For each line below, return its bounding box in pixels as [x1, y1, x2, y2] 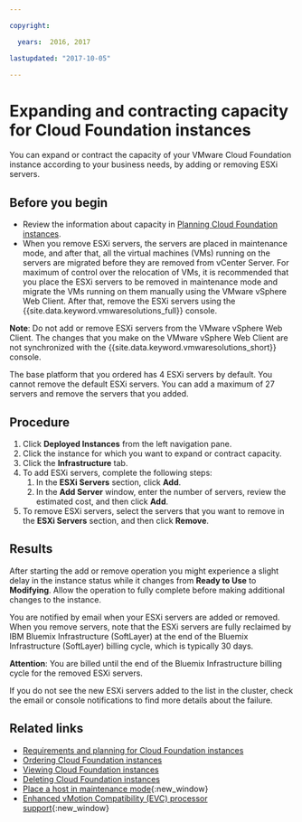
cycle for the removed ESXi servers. [9, 668, 143, 678]
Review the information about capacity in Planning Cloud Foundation [22, 219, 278, 230]
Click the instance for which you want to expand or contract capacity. [22, 448, 282, 459]
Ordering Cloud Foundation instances [22, 754, 163, 765]
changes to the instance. [9, 593, 102, 605]
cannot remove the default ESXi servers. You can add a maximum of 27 [9, 378, 276, 389]
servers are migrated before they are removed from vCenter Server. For [22, 257, 289, 268]
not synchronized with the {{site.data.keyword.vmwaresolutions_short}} [9, 342, 278, 353]
